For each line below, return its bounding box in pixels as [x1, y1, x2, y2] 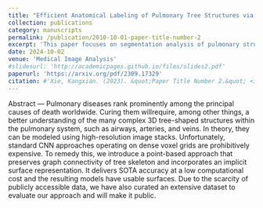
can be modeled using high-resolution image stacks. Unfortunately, [8, 132, 225, 141]
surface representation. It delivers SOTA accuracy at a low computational [8, 166, 244, 175]
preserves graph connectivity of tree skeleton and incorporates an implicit [8, 157, 247, 166]
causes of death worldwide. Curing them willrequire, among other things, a [8, 107, 250, 116]
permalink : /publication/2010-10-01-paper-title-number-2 [8, 33, 201, 42]
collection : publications [8, 19, 92, 27]
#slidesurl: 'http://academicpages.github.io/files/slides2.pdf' [8, 63, 225, 71]
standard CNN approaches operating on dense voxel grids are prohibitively [8, 140, 250, 150]
